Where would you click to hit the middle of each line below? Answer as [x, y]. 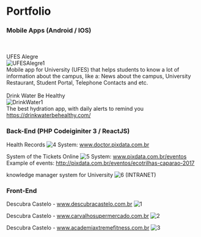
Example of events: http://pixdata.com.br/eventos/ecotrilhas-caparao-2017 [100, 163]
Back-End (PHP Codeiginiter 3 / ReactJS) [68, 131]
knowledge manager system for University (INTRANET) [81, 175]
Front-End [22, 190]
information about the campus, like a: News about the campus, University [99, 76]
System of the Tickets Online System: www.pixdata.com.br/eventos [97, 156]
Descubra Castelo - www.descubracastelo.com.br [69, 204]
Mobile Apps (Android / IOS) [49, 31]
